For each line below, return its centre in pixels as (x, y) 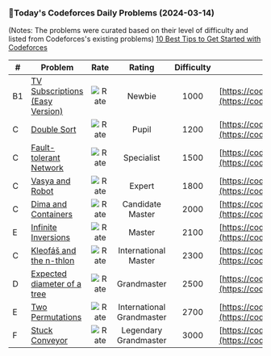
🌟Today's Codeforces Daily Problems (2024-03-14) (112, 13)
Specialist (142, 158)
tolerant (46, 158)
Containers (52, 215)
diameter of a (56, 284)
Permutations (56, 317)
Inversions (51, 237)
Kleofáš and (54, 251)
